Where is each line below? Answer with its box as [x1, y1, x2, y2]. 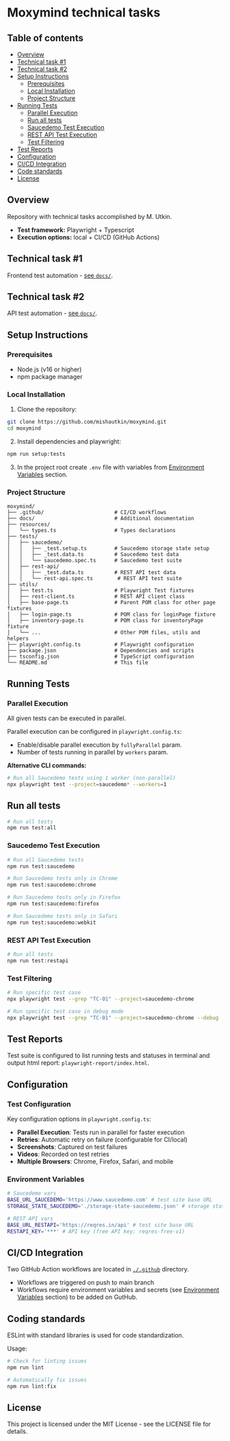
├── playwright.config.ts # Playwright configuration [7, 641, 194, 648]
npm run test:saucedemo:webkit [7, 919, 97, 926]
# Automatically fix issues [7, 1376, 88, 1383]
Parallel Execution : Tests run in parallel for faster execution [16, 1128, 185, 1136]
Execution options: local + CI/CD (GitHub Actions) [16, 233, 160, 241]
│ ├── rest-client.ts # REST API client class [7, 593, 186, 600]
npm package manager [16, 373, 83, 381]
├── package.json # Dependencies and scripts [7, 647, 194, 654]
